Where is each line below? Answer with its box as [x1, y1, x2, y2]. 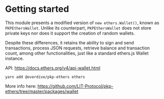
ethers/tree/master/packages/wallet [5, 88, 78, 94]
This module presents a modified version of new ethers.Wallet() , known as [5, 20, 160, 26]
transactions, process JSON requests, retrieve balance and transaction [5, 45, 150, 51]
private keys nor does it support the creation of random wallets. [5, 30, 135, 36]
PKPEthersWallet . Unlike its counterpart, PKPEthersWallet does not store [5, 25, 152, 31]
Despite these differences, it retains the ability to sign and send [5, 39, 134, 45]
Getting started [5, 3, 69, 15]
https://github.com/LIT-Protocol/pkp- [37, 83, 113, 89]
